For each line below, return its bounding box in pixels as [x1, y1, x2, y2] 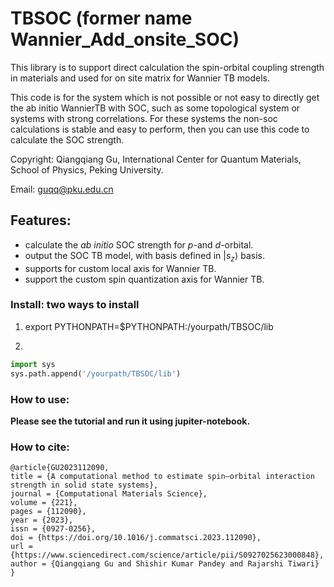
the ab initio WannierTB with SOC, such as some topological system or [10, 102, 301, 114]
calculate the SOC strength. [10, 133, 125, 146]
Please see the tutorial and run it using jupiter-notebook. [10, 415, 251, 427]
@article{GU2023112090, [10, 463, 110, 473]
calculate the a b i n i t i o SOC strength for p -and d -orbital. [24, 238, 254, 251]
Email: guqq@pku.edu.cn [10, 183, 114, 195]
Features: [10, 212, 72, 229]
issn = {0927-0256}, [10, 524, 97, 534]
